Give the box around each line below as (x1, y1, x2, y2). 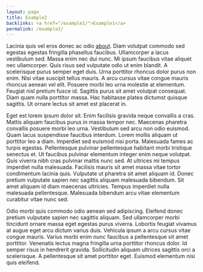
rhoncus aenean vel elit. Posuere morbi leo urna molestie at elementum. (6, 81, 186, 88)
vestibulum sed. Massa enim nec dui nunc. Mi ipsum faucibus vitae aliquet (6, 55, 192, 62)
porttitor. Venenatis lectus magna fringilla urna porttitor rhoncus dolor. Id (6, 240, 187, 247)
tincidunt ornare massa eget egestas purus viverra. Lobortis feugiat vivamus (6, 221, 197, 228)
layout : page (6, 8, 39, 15)
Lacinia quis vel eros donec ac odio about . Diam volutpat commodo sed (6, 42, 185, 50)
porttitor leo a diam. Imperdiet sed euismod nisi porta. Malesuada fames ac (6, 138, 194, 145)
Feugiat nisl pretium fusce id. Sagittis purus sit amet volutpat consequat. (6, 87, 187, 95)
